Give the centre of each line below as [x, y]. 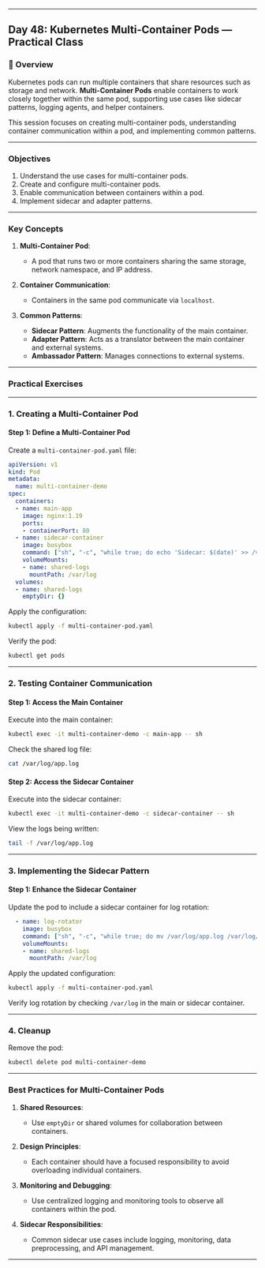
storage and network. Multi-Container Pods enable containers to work [123, 90]
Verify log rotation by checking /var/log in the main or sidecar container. [127, 1003]
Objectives [30, 159]
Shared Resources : [51, 1107]
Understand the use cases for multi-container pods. [104, 175]
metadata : [24, 479]
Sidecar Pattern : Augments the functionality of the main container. [140, 331]
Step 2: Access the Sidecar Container [71, 782]
